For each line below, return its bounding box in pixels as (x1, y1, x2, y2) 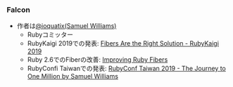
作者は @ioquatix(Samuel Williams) (16, 22, 117, 30)
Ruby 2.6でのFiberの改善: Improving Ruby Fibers (27, 55, 168, 64)
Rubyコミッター (27, 30, 74, 39)
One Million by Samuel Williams (27, 72, 119, 81)
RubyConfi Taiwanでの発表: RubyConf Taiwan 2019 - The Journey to (27, 65, 226, 73)
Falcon (6, 5, 31, 15)
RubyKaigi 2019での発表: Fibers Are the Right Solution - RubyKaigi (27, 39, 220, 48)
